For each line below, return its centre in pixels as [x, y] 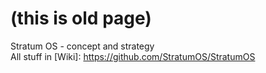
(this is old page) [81, 18]
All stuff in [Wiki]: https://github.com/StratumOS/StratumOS [133, 56]
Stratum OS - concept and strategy [82, 46]
